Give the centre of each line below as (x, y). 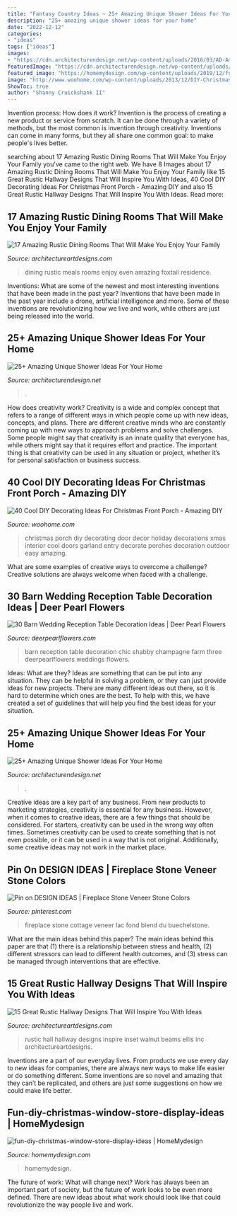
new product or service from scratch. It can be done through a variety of (113, 120)
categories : (25, 34)
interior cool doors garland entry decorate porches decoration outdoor (127, 545)
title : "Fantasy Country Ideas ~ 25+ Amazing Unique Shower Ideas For (113, 14)
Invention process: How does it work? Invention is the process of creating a (117, 113)
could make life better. (40, 1090)
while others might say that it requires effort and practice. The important (112, 445)
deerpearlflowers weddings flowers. (77, 660)
